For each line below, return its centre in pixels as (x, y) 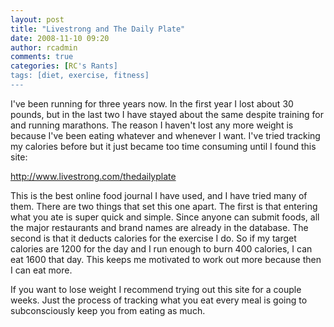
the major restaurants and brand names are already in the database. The (159, 227)
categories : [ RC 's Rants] (64, 66)
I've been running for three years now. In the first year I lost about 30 (152, 103)
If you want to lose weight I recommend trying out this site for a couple (156, 289)
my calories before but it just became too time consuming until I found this (163, 146)
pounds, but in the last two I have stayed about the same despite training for (167, 114)
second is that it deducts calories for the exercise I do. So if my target (153, 238)
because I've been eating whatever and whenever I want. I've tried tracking (165, 135)
